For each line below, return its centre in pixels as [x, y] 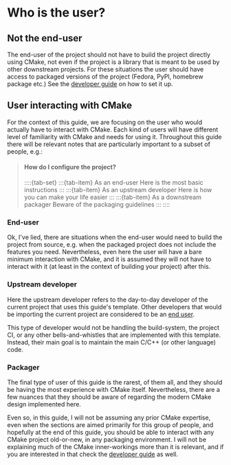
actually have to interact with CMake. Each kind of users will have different [113, 130]
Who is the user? [56, 13]
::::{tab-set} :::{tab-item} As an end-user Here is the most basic [114, 183]
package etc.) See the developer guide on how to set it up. [90, 84]
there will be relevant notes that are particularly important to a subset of [109, 144]
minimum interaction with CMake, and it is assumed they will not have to [109, 259]
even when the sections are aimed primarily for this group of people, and [110, 424]
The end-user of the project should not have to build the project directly [109, 54]
